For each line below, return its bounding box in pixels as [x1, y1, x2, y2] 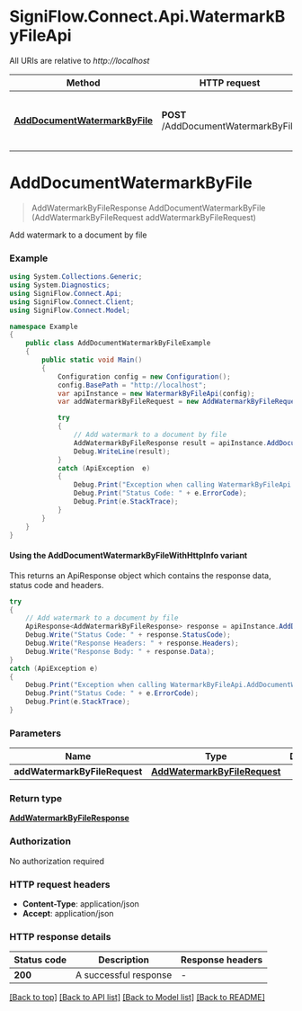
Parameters [9, 727, 61, 739]
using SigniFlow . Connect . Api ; [9, 289, 123, 298]
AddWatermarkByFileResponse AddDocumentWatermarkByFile [31, 202, 266, 213]
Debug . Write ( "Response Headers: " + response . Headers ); [25, 639, 240, 648]
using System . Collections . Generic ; [9, 273, 143, 282]
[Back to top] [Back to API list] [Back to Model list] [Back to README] [9, 992, 265, 1003]
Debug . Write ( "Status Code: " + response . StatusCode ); [25, 631, 231, 640]
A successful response [75, 969, 173, 981]
